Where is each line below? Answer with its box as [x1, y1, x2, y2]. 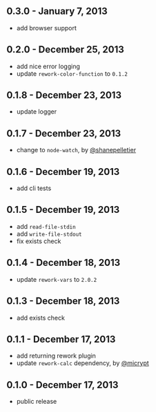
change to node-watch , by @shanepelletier [16, 146, 136, 154]
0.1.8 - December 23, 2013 [6, 90, 122, 101]
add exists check [16, 313, 65, 322]
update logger [16, 107, 57, 116]
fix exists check [16, 237, 61, 245]
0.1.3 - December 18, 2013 [6, 296, 120, 307]
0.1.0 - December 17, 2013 [6, 379, 119, 391]
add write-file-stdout [16, 229, 82, 238]
